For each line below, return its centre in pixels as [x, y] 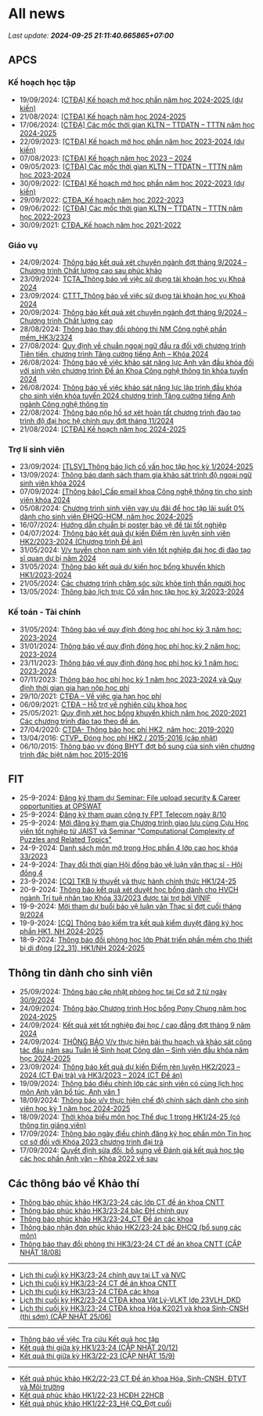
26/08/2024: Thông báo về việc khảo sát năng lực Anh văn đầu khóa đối [137, 362]
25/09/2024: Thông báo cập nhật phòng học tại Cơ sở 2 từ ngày [123, 992]
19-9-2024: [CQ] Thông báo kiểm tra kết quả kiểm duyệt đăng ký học [131, 923]
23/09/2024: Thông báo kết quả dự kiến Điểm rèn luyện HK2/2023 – [130, 1067]
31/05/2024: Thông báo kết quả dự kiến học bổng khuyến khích [122, 567]
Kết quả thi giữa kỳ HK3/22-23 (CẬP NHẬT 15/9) [97, 1356]
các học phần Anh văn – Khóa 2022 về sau [88, 1158]
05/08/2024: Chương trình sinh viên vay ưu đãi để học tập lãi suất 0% [132, 508]
